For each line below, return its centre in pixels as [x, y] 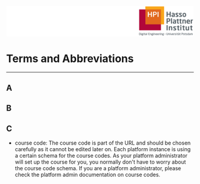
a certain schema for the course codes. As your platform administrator [101, 156]
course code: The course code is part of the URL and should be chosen [103, 143]
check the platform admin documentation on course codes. [87, 175]
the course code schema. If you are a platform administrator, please [98, 168]
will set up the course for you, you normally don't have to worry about [100, 162]
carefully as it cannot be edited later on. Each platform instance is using [103, 149]
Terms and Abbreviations [70, 58]
